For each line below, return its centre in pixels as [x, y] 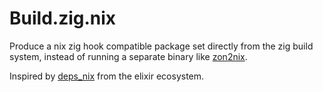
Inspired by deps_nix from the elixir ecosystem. [107, 76]
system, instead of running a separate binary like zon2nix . [128, 56]
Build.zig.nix [63, 18]
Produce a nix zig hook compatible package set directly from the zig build [161, 46]
